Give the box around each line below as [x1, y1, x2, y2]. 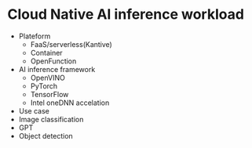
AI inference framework [18, 64, 96, 74]
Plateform [18, 31, 51, 41]
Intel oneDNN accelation [30, 98, 110, 107]
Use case [18, 106, 50, 115]
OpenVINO [30, 73, 66, 82]
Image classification [18, 114, 84, 124]
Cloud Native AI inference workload [7, 5, 245, 23]
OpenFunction [30, 56, 77, 66]
